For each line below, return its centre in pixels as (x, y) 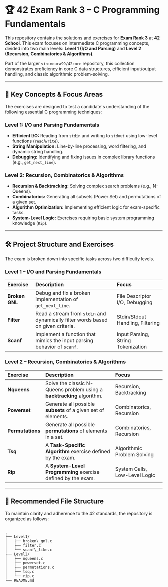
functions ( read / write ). (36, 141)
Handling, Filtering (138, 323)
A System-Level (65, 466)
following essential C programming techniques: (54, 112)
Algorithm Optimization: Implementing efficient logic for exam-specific (86, 207)
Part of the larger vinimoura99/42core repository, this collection (70, 63)
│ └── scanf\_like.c (29, 550)
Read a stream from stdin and (71, 314)
